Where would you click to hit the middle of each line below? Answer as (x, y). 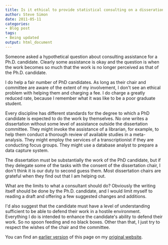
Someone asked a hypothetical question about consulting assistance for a (81, 56)
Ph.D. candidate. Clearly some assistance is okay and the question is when (82, 62)
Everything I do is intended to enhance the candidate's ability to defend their (84, 216)
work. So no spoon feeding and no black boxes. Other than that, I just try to (82, 222)
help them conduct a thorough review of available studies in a (69, 134)
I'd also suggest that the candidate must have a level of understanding (77, 206)
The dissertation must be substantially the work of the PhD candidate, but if (83, 160)
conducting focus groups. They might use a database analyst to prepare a (81, 145)
